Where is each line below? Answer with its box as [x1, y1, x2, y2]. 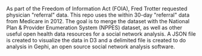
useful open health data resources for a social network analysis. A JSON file [6, 30, 197, 38]
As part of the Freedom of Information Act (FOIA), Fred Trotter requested [6, 5, 187, 12]
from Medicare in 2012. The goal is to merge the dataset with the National [6, 18, 190, 24]
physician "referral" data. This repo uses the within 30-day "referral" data [6, 11, 190, 18]
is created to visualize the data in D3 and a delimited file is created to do [6, 37, 186, 43]
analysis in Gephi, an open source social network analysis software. [6, 43, 175, 50]
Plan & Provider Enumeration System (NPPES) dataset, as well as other [6, 24, 183, 31]
